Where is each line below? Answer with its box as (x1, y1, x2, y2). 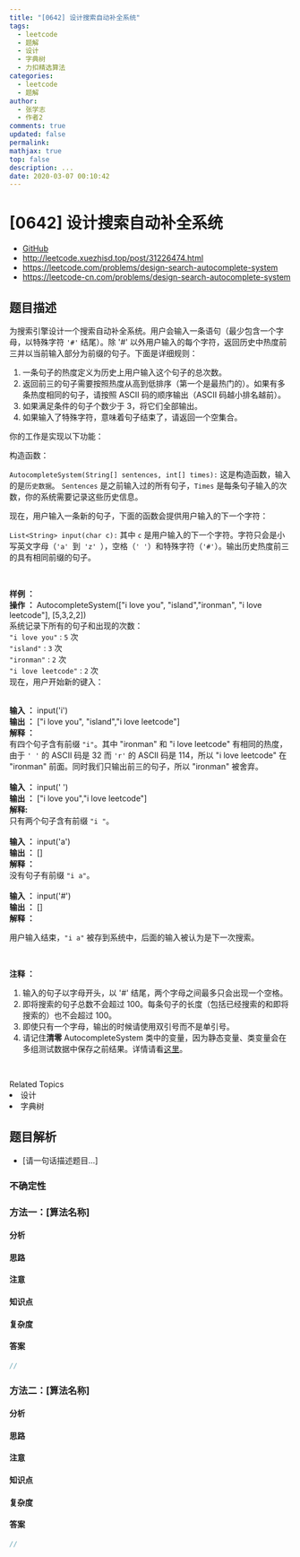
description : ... (9, 163, 74, 172)
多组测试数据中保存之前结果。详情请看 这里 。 (21, 1044, 188, 1054)
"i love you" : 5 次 (9, 631, 79, 642)
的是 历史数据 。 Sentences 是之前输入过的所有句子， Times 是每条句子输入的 (9, 481, 279, 491)
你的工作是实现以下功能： (9, 431, 104, 441)
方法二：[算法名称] (9, 1384, 90, 1396)
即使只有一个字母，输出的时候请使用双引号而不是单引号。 (21, 1022, 235, 1031)
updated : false (9, 130, 66, 139)
